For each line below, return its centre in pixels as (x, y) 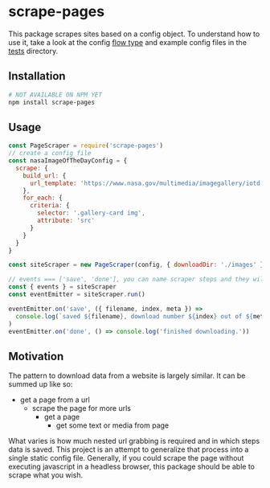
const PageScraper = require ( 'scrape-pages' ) (86, 146)
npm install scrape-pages (51, 102)
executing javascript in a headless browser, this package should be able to (132, 467)
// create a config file (50, 154)
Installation (37, 76)
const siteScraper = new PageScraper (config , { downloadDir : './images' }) (138, 265)
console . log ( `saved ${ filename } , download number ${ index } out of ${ (134, 316)
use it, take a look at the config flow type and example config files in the (128, 42)
